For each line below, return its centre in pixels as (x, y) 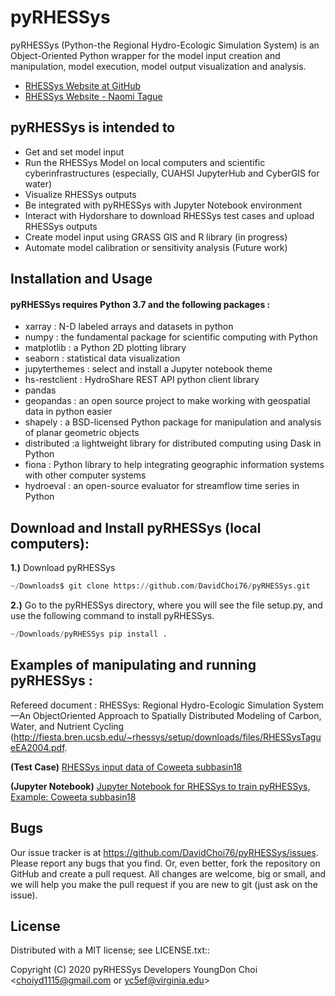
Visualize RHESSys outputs (80, 194)
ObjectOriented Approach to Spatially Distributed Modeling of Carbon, (177, 715)
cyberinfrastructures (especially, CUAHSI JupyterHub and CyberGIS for (172, 173)
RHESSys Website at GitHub (82, 85)
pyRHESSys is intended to (93, 127)
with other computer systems (85, 475)
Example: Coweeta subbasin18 (73, 797)
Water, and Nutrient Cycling (67, 726)
